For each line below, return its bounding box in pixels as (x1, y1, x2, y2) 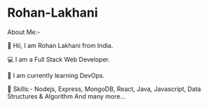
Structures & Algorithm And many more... (7, 92, 126, 100)
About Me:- (7, 28, 41, 36)
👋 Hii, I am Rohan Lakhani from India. (7, 41, 113, 49)
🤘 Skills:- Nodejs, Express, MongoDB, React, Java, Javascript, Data (7, 85, 202, 93)
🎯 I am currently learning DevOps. (7, 71, 105, 79)
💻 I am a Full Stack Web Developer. (7, 55, 111, 63)
